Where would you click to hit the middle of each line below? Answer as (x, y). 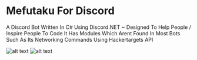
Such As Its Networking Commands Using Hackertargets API (80, 39)
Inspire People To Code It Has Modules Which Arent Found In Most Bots (93, 33)
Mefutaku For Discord (60, 11)
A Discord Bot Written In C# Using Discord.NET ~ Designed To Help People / (98, 27)
